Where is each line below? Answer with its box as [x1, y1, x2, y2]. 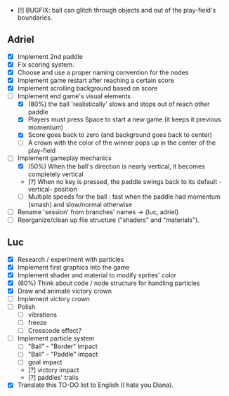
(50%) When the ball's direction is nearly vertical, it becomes [27, 161, 205, 171]
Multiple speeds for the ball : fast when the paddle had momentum [27, 192, 221, 201]
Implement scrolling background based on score [17, 84, 158, 93]
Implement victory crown [17, 294, 90, 303]
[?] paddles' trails [27, 374, 79, 382]
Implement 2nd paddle [17, 52, 83, 60]
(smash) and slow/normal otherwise [27, 200, 132, 209]
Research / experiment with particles [17, 255, 124, 263]
